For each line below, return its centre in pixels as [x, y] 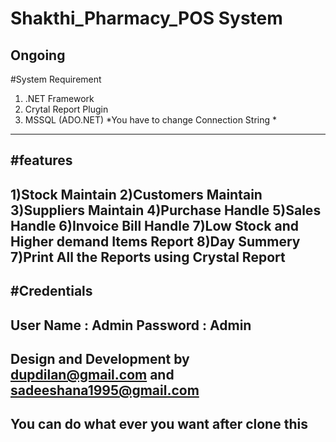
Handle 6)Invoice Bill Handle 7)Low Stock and [155, 225]
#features [41, 160]
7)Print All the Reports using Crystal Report [148, 257]
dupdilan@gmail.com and [92, 374]
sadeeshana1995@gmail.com [105, 390]
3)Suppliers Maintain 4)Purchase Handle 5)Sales [166, 210]
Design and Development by [100, 358]
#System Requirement [56, 79]
